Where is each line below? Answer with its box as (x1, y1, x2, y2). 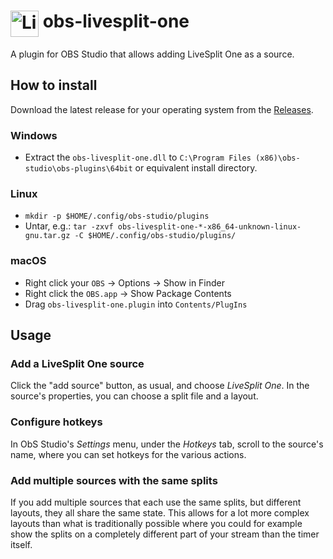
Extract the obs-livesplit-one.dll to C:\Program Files (24, 151, 252, 164)
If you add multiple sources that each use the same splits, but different (10, 496, 302, 508)
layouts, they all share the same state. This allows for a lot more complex (10, 506, 310, 519)
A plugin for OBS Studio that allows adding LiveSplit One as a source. (10, 48, 295, 60)
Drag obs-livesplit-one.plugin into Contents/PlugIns (24, 298, 248, 310)
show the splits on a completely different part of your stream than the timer (10, 528, 320, 540)
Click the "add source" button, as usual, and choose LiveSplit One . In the (10, 380, 310, 392)
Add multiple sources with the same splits (10, 473, 218, 487)
